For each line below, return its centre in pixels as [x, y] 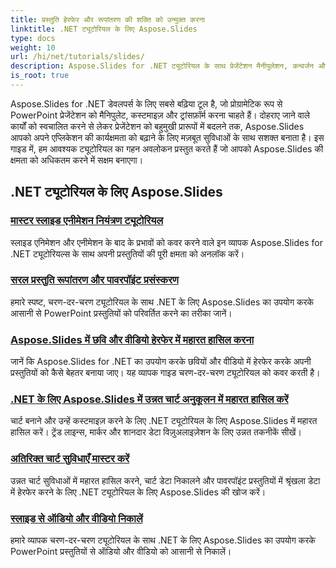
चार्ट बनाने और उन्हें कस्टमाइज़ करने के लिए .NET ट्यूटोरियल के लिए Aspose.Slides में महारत [164, 421]
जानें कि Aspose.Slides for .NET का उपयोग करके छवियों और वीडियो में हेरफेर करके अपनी [161, 362]
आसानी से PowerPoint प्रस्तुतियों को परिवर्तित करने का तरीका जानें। [121, 313]
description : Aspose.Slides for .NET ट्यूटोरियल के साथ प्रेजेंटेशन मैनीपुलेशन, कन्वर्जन [162, 66]
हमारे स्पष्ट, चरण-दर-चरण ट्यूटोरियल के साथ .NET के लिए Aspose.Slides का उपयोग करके [162, 302]
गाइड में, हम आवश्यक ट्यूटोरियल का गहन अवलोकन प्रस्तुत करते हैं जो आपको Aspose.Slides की [167, 148]
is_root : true [40, 76]
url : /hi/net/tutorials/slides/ [77, 57]
